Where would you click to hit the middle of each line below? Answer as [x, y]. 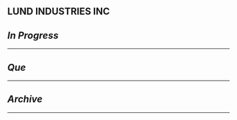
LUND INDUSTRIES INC [59, 12]
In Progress [33, 35]
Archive [25, 99]
